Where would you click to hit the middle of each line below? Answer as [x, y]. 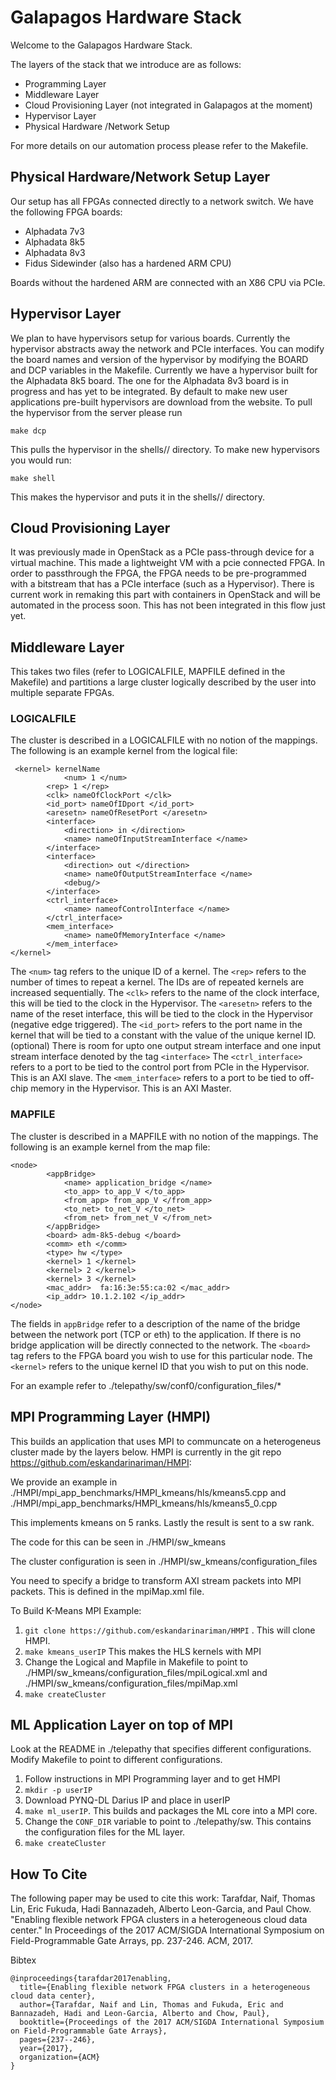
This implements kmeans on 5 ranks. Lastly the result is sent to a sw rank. [162, 1522]
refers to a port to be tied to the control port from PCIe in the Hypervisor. [160, 1067]
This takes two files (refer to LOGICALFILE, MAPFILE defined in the [148, 672]
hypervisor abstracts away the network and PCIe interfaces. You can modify [167, 348]
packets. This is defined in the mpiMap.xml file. [107, 1591]
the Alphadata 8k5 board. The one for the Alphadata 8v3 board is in [149, 380]
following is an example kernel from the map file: [110, 1147]
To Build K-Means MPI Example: [76, 1610]
